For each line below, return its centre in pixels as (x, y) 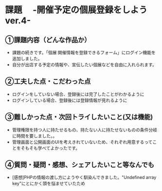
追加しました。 (27, 58)
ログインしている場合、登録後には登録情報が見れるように (70, 100)
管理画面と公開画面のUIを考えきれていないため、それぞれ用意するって (82, 142)
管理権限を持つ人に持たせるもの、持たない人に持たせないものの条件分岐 (84, 130)
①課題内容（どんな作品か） (48, 40)
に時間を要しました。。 (35, 136)
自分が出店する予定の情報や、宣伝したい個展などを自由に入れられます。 (84, 65)
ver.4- (18, 21)
